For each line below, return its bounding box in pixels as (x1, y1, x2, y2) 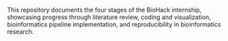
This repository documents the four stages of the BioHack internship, (7, 6, 202, 14)
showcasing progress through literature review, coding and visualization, (7, 13, 212, 21)
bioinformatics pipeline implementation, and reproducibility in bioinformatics (7, 20, 221, 28)
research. (7, 27, 34, 36)
